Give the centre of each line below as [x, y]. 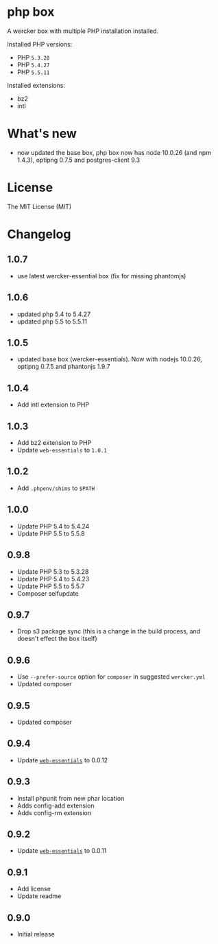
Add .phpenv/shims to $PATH [56, 488]
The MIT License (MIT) [39, 206]
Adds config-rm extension [54, 812]
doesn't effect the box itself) [57, 639]
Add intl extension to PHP [53, 404]
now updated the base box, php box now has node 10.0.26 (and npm [114, 152]
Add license [34, 889]
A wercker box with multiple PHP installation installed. [83, 31]
